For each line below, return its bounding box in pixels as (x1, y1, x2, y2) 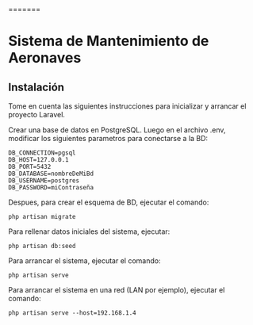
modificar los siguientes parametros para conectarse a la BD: (8, 134, 209, 143)
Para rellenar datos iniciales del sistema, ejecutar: (8, 227, 171, 236)
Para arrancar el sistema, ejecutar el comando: (8, 256, 161, 266)
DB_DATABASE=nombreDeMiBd (8, 170, 94, 178)
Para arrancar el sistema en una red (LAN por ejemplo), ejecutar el (8, 285, 225, 294)
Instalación (8, 80, 65, 94)
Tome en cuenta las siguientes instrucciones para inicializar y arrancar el (8, 101, 247, 111)
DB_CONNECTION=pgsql (8, 149, 77, 157)
